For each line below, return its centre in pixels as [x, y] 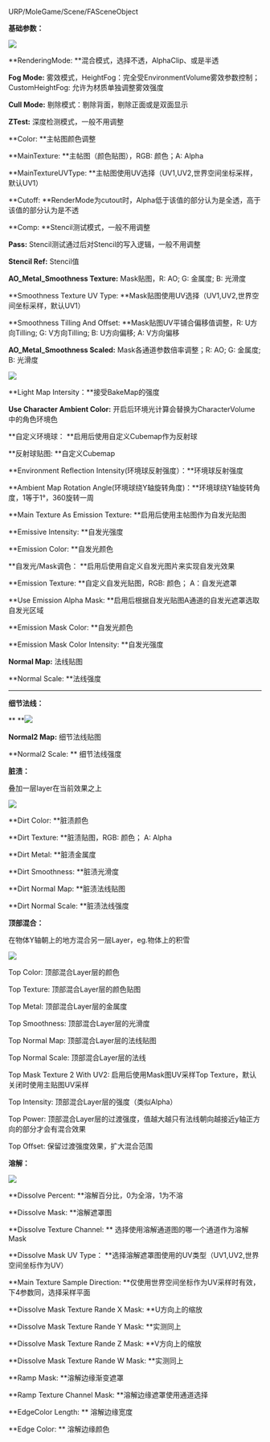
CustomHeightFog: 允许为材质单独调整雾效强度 [86, 87]
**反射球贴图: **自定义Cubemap [61, 453]
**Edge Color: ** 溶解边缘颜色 [59, 1429]
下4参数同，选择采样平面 [49, 1292]
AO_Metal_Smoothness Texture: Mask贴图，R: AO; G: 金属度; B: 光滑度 [127, 278]
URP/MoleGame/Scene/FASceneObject [74, 12]
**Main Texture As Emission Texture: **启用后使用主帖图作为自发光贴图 [127, 515]
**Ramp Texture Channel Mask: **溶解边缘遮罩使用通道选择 [108, 1395]
